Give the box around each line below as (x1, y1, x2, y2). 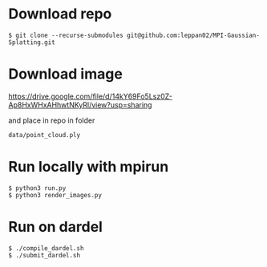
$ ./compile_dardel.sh (8, 244, 84, 253)
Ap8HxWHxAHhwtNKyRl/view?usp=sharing (8, 99, 152, 109)
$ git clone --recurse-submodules (8, 31, 124, 39)
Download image (8, 65, 123, 83)
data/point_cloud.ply (8, 131, 81, 139)
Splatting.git (8, 38, 56, 47)
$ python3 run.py (8, 184, 67, 192)
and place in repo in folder (8, 115, 95, 125)
